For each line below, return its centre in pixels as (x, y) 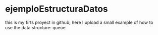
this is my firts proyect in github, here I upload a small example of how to (79, 22)
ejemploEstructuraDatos (56, 9)
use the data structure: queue (35, 27)
